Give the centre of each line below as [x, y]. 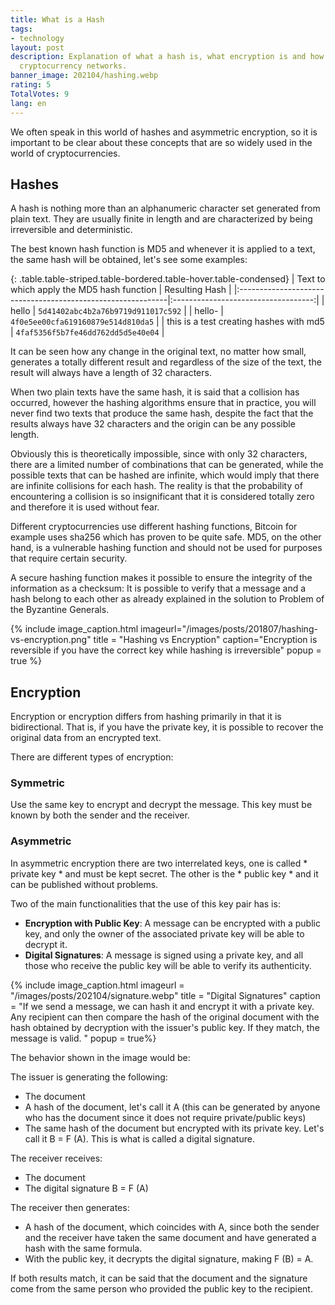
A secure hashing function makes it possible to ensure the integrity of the [161, 578]
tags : [21, 29]
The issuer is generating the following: [89, 1077]
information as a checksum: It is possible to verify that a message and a [158, 588]
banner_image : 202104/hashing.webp [84, 76]
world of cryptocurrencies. [65, 153]
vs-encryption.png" [51, 640]
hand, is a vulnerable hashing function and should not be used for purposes [166, 548]
